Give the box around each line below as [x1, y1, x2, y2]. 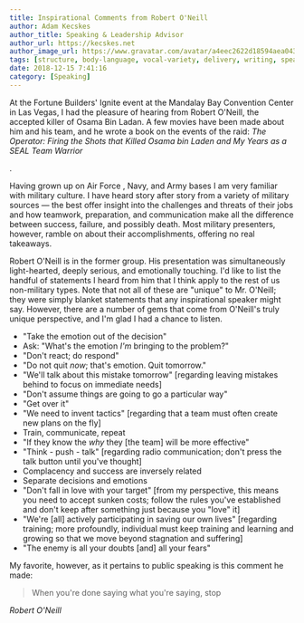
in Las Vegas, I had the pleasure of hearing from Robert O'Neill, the [9, 106, 260, 118]
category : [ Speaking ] [9, 72, 91, 81]
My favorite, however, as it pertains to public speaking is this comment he [9, 560, 284, 570]
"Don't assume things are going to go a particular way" [22, 388, 228, 399]
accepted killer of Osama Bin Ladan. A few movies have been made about [9, 116, 285, 127]
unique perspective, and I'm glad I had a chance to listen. [9, 313, 223, 324]
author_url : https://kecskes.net [9, 38, 136, 48]
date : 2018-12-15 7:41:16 [9, 64, 107, 73]
